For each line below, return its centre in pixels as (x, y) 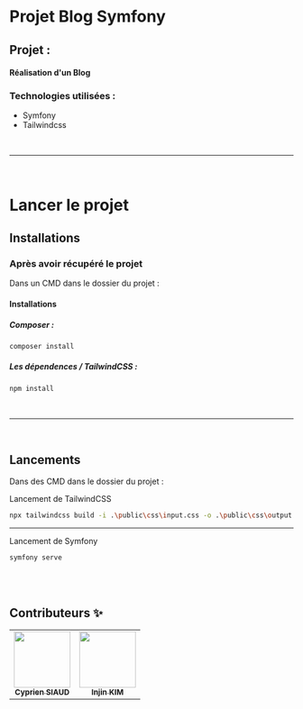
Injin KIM (108, 692)
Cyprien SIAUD (42, 692)
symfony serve (36, 558)
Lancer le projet (69, 205)
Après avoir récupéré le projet (76, 263)
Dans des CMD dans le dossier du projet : (87, 482)
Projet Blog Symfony (88, 17)
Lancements (45, 460)
